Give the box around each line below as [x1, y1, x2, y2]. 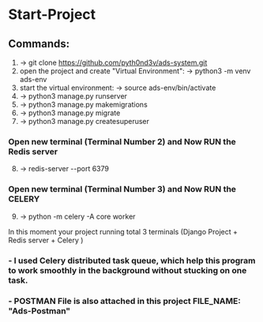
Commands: [8, 37, 70, 51]
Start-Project [8, 6, 96, 24]
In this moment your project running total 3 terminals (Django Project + [8, 227, 239, 236]
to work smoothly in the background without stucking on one [8, 264, 247, 275]
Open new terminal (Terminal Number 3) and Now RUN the [8, 184, 237, 195]
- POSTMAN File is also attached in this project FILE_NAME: [8, 296, 241, 307]
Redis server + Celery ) [8, 235, 84, 245]
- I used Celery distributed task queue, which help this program [8, 255, 256, 266]
